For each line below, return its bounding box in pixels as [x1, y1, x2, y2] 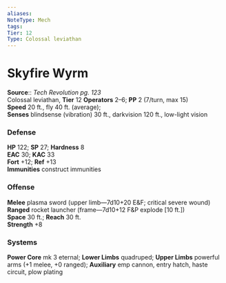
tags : [7, 23, 23, 30]
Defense [7, 127, 37, 137]
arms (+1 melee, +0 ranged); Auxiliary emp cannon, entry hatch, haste [7, 260, 208, 269]
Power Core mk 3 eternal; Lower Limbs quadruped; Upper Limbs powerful [7, 253, 220, 261]
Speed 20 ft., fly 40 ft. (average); [7, 103, 101, 111]
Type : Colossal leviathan [7, 36, 81, 43]
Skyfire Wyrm [7, 66, 89, 81]
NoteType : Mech [7, 17, 51, 23]
